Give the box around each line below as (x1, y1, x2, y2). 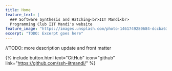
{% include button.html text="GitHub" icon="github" (5, 55, 115, 61)
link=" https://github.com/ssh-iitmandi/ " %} (5, 60, 96, 66)
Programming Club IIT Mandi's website (10, 21, 93, 27)
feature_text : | (5, 12, 40, 17)
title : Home (5, 7, 31, 13)
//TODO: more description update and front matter (5, 45, 112, 51)
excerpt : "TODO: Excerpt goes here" (5, 31, 83, 36)
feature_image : (5, 26, 38, 31)
